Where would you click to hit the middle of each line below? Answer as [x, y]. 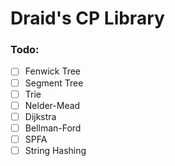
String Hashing [55, 150]
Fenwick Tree [52, 71]
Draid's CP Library [87, 18]
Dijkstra [40, 116]
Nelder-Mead [52, 105]
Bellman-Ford [53, 128]
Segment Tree [54, 83]
